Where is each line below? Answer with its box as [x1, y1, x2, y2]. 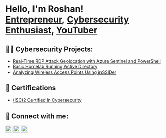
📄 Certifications [5, 84, 56, 92]
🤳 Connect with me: [5, 112, 69, 121]
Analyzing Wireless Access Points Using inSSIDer [12, 69, 117, 75]
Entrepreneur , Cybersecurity [5, 14, 129, 25]
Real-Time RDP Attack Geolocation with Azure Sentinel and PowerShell [12, 58, 161, 64]
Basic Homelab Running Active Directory [12, 64, 98, 70]
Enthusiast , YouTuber [5, 25, 98, 36]
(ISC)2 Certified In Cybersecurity [12, 97, 82, 103]
